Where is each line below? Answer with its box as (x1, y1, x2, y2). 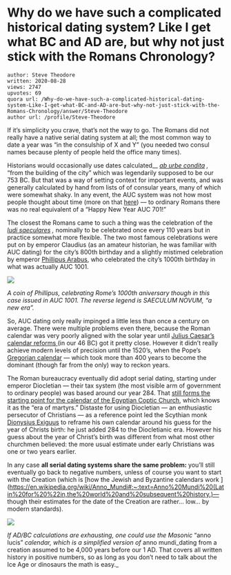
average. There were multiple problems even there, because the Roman (7, 324, 211, 332)
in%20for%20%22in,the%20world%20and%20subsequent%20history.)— (7, 490, 219, 498)
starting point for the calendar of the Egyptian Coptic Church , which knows (7, 396, 221, 404)
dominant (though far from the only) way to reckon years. (7, 361, 170, 369)
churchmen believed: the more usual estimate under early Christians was (7, 440, 215, 448)
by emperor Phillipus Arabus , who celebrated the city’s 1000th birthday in (7, 255, 216, 263)
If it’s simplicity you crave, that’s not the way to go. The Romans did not (7, 125, 210, 134)
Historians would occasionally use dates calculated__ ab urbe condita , (7, 161, 209, 170)
